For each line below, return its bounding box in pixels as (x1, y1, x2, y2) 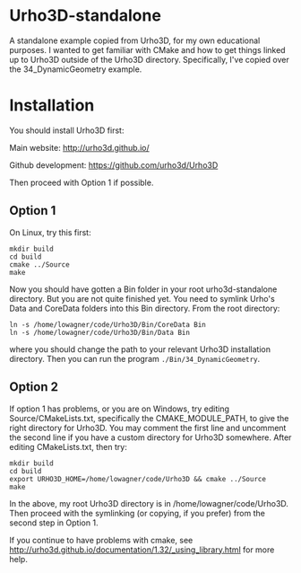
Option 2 (9, 379, 58, 395)
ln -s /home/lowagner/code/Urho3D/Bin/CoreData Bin (9, 320, 206, 329)
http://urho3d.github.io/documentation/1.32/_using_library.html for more (9, 544, 275, 555)
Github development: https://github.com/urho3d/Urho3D (9, 159, 219, 171)
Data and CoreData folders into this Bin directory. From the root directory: (9, 303, 280, 313)
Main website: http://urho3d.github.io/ (9, 142, 150, 153)
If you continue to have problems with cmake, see (9, 534, 193, 545)
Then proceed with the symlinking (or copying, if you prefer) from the (9, 507, 266, 518)
